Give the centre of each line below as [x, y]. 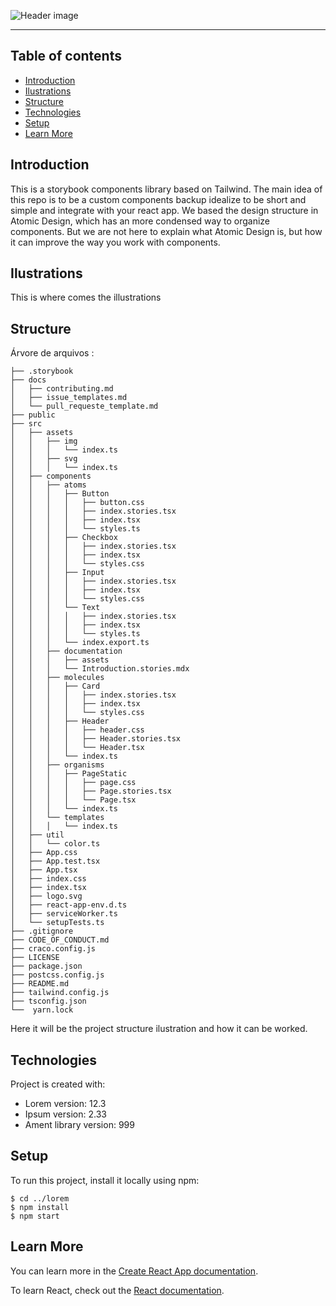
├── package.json [46, 966]
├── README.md [40, 984]
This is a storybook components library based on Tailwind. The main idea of [166, 189]
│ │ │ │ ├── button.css [77, 503]
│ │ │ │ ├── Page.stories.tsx [91, 791]
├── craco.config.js [53, 949]
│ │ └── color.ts [55, 844]
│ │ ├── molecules [57, 678]
